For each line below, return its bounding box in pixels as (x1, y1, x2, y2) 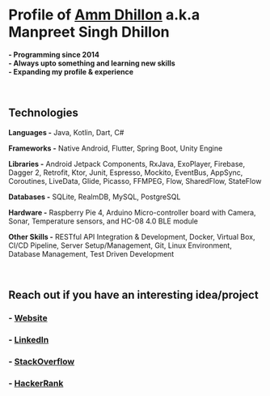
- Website (8, 313, 48, 324)
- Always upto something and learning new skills (8, 58, 175, 68)
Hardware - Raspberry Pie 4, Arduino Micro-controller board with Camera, (8, 207, 256, 217)
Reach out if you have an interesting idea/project (8, 288, 259, 302)
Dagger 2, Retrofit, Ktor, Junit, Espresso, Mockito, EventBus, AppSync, (8, 168, 243, 177)
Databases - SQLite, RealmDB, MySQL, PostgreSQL (8, 192, 181, 202)
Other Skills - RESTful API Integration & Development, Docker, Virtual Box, (8, 232, 255, 241)
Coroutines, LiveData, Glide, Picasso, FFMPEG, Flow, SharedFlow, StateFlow (8, 176, 262, 185)
